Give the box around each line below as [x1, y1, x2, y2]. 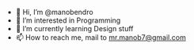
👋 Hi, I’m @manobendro [15, 8, 93, 16]
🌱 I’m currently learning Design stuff [15, 24, 134, 33]
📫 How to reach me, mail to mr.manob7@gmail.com [15, 33, 186, 42]
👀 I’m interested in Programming [15, 16, 121, 25]
